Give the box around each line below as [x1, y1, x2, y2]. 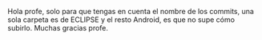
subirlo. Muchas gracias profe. [7, 24, 109, 32]
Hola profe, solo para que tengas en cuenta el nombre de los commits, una [7, 7, 254, 16]
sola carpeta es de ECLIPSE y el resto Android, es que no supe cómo [7, 15, 236, 24]
